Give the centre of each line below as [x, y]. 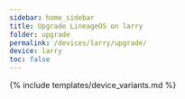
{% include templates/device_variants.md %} [93, 85]
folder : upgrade [40, 34]
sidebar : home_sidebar [52, 18]
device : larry [36, 51]
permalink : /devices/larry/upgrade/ [78, 43]
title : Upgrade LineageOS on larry [76, 26]
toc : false [30, 59]
